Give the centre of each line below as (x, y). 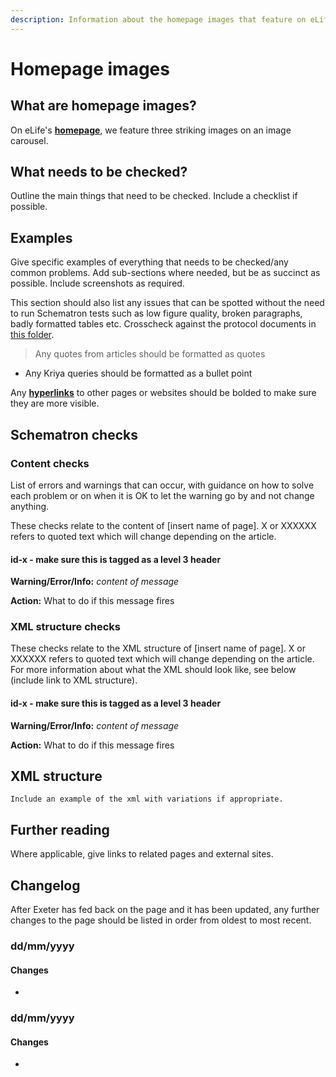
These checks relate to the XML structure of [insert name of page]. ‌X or (158, 648)
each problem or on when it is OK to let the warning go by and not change (162, 495)
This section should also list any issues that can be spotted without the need (167, 303)
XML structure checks (65, 627)
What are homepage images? (103, 106)
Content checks (50, 463)
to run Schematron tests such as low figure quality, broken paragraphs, (156, 313)
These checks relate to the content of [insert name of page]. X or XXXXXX (163, 525)
